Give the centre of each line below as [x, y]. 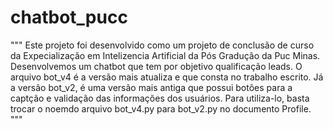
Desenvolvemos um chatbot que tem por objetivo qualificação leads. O [156, 66]
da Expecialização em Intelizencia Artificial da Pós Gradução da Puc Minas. [165, 55]
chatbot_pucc [69, 17]
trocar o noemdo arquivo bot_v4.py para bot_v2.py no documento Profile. [161, 108]
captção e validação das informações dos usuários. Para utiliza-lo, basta [160, 98]
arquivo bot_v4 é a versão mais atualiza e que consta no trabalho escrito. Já [167, 77]
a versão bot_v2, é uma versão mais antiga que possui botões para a [151, 87]
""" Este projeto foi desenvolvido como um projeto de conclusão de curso [162, 45]
